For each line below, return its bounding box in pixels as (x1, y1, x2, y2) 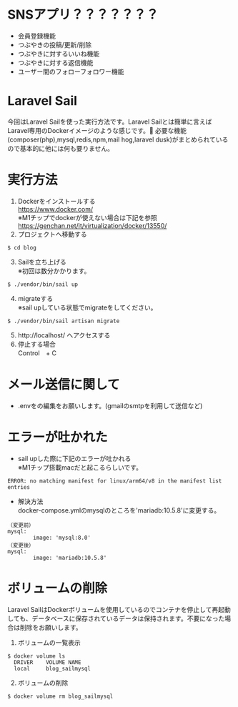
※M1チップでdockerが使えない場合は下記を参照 (17, 213, 157, 222)
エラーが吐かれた (7, 429, 109, 445)
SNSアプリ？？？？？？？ (7, 6, 159, 23)
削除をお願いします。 (19, 623, 82, 631)
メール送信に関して (7, 377, 120, 392)
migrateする (17, 294, 54, 302)
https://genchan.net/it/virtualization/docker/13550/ (17, 221, 167, 229)
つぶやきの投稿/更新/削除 (17, 40, 91, 49)
